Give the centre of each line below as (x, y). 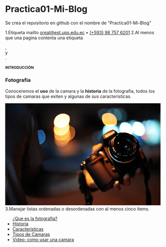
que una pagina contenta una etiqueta (44, 38)
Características (28, 229)
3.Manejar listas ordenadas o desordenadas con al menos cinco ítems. (78, 209)
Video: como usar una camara (43, 240)
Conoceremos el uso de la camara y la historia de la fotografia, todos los (80, 91)
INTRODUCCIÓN (19, 68)
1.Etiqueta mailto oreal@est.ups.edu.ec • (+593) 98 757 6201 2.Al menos (80, 32)
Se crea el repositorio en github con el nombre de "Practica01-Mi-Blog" (78, 23)
